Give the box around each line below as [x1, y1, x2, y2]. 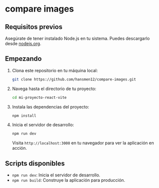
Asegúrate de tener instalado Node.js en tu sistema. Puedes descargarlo [5, 35, 150, 41]
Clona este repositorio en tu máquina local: [12, 67, 98, 73]
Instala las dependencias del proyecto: [12, 104, 90, 110]
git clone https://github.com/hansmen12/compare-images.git [12, 77, 136, 82]
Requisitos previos [5, 23, 63, 31]
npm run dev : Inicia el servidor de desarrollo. [12, 172, 100, 178]
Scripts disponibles [5, 159, 65, 168]
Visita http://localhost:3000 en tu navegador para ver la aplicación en [12, 140, 154, 146]
